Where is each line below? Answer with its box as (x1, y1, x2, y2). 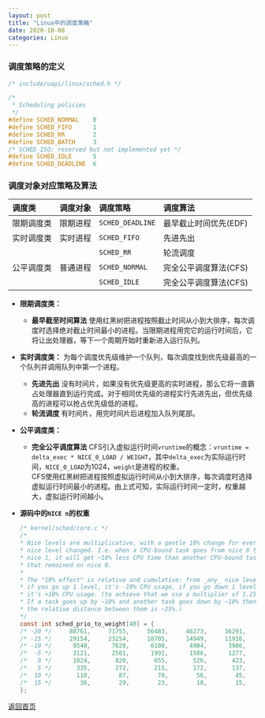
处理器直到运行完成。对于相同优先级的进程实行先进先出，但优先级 (38, 389, 253, 399)
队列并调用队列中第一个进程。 (26, 362, 124, 372)
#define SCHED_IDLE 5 (8, 153, 97, 161)
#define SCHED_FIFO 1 (8, 123, 97, 131)
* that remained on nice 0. (19, 561, 112, 569)
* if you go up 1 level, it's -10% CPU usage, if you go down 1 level (19, 583, 257, 591)
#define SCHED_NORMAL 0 (8, 116, 97, 124)
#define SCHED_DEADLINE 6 (8, 160, 97, 168)
